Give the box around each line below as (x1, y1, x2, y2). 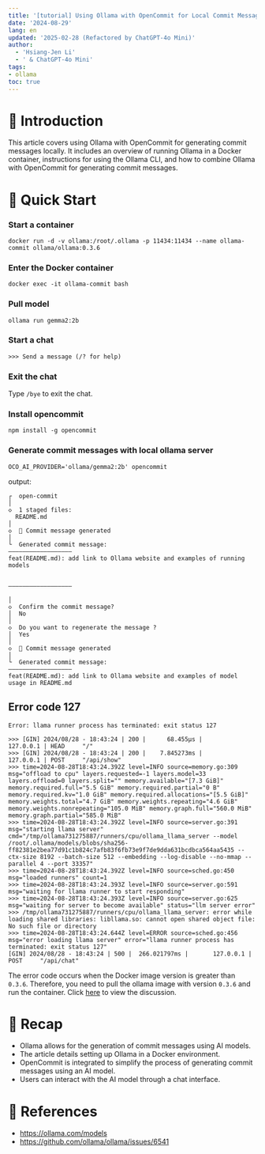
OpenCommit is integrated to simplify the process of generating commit (19, 1058, 253, 1068)
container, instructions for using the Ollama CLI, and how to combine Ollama (8, 155, 256, 165)
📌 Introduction (8, 112, 104, 130)
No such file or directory (8, 922, 97, 930)
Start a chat (8, 335, 54, 346)
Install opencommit (8, 409, 84, 420)
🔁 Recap (8, 1015, 63, 1033)
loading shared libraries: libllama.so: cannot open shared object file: (8, 915, 256, 923)
